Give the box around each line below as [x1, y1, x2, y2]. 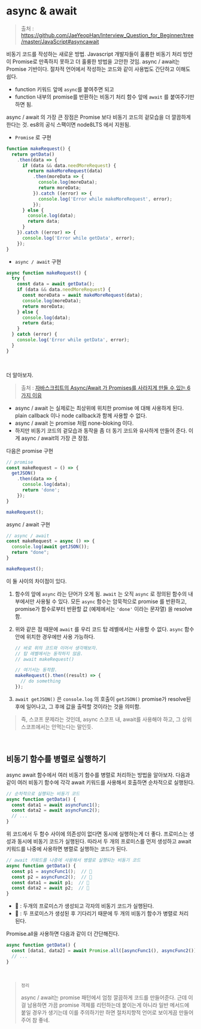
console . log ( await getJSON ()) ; [11, 544, 90, 550]
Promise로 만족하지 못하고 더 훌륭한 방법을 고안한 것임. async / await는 [12, 58, 180, 65]
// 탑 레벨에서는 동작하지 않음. [14, 651, 84, 657]
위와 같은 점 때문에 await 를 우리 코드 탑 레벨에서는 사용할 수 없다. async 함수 [14, 625, 194, 633]
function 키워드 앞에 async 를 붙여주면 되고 [14, 85, 115, 93]
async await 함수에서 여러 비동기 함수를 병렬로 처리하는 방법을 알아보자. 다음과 [6, 771, 190, 779]
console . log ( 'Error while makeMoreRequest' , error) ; [38, 196, 172, 202]
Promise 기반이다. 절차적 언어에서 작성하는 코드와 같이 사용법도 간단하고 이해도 [6, 65, 191, 73]
